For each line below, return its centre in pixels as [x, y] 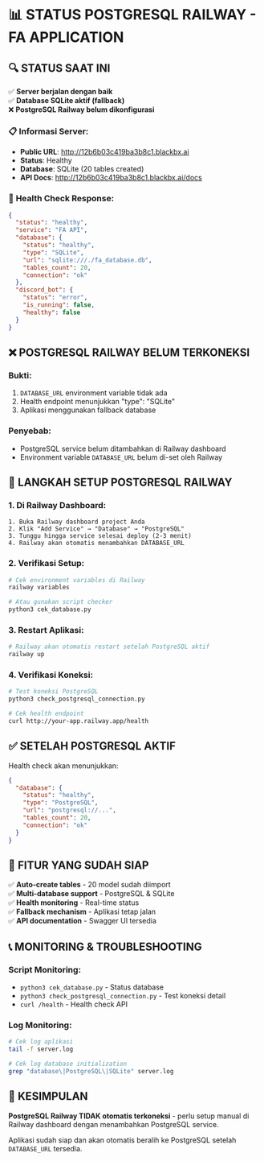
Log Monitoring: [40, 1025]
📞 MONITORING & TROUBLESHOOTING [105, 946]
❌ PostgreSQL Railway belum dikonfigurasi [81, 109]
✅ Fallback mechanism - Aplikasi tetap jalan [82, 912]
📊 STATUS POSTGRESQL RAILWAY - [132, 15]
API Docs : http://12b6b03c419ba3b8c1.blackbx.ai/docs [111, 178]
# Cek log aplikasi [41, 1042]
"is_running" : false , [59, 305]
